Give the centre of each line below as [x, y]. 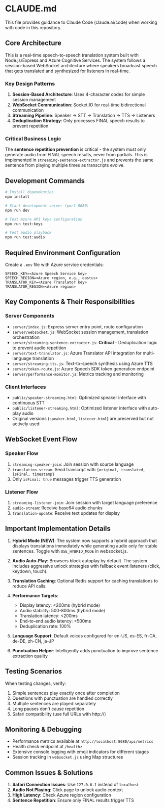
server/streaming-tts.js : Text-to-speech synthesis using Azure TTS [82, 363]
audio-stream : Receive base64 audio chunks [57, 508]
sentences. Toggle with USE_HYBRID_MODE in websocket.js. [70, 551]
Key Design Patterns [30, 84]
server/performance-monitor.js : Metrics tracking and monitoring [78, 374]
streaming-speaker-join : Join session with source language [73, 464]
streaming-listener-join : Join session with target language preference [85, 502]
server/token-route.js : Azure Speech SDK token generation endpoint [83, 368]
